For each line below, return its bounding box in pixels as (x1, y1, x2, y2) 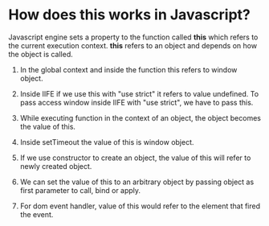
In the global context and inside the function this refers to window (19, 64, 238, 74)
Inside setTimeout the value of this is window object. (19, 137, 194, 146)
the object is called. (8, 49, 74, 59)
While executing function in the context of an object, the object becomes (19, 113, 261, 122)
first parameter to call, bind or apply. (19, 185, 141, 195)
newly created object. (19, 161, 92, 171)
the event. (19, 209, 54, 219)
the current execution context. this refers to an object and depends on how (8, 40, 258, 50)
